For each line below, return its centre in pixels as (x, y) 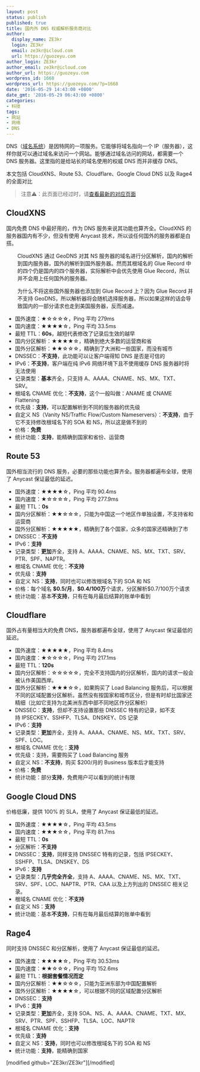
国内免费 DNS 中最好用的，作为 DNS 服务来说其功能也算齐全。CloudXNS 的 (99, 228)
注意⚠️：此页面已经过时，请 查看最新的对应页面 (78, 194)
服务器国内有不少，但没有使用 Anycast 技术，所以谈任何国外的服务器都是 (96, 235)
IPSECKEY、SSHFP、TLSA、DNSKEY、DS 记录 (80, 718)
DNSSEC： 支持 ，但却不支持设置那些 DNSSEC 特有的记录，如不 (93, 710)
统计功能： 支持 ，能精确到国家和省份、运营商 (70, 437)
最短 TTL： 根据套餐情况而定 (49, 976)
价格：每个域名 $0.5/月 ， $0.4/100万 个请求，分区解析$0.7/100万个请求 (102, 589)
